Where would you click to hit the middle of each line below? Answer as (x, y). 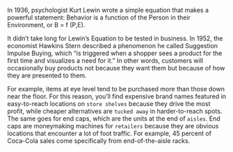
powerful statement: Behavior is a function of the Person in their (99, 17)
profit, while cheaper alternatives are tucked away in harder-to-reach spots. (115, 111)
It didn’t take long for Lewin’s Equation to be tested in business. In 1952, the (115, 38)
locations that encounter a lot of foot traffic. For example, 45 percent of (110, 133)
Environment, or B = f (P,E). (46, 25)
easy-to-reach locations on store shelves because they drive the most (109, 104)
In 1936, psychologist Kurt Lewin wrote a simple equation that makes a (108, 10)
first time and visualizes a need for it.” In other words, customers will (105, 61)
